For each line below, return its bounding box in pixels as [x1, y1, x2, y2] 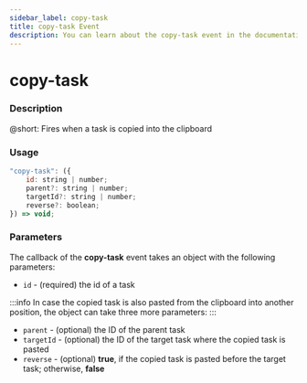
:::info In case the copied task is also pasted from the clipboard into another [9, 296, 294, 307]
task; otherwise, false [22, 363, 105, 374]
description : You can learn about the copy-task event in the [9, 30, 251, 39]
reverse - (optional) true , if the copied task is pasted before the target [22, 353, 286, 364]
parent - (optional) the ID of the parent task [22, 324, 185, 335]
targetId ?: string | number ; [26, 192, 137, 201]
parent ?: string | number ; [26, 184, 129, 193]
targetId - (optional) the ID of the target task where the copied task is [22, 334, 286, 345]
